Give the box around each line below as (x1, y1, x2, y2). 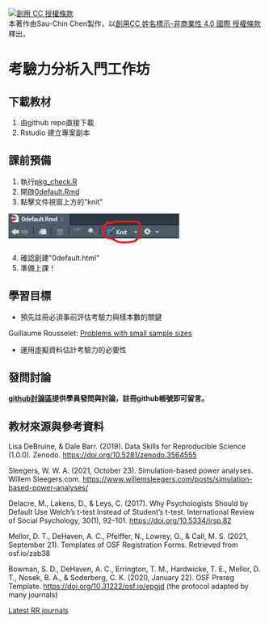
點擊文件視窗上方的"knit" (19, 196, 103, 206)
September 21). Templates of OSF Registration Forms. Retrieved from (8, 540, 238, 549)
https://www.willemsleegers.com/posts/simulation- (82, 474, 253, 484)
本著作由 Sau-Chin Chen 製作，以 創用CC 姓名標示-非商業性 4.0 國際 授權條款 (8, 19, 261, 28)
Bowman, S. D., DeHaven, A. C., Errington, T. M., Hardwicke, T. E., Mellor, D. (8, 564, 261, 574)
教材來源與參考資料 (8, 419, 104, 433)
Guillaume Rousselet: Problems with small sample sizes (8, 328, 192, 338)
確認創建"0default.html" (19, 253, 100, 263)
